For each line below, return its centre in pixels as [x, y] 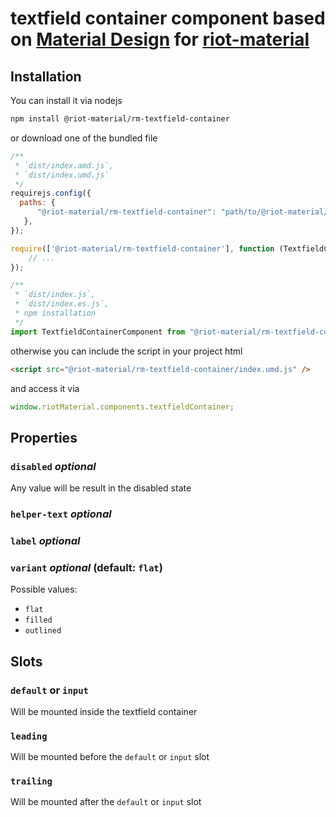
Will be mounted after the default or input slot [106, 802]
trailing [31, 781]
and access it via [45, 388]
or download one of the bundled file [84, 138]
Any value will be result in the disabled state [101, 488]
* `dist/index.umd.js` [62, 175]
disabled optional [53, 466]
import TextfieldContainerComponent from [98, 332]
